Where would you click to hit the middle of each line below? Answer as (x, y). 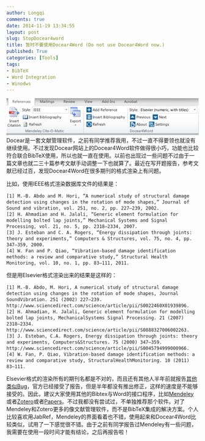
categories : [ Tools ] (33, 58)
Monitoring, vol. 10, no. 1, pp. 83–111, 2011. (68, 263)
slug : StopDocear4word (35, 39)
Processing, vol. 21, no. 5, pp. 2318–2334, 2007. (72, 226)
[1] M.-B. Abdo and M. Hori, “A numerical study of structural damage (98, 196)
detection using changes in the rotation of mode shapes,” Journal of (98, 202)
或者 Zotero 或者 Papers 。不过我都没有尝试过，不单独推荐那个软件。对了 (95, 401)
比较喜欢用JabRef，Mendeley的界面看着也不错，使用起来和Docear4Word (99, 417)
